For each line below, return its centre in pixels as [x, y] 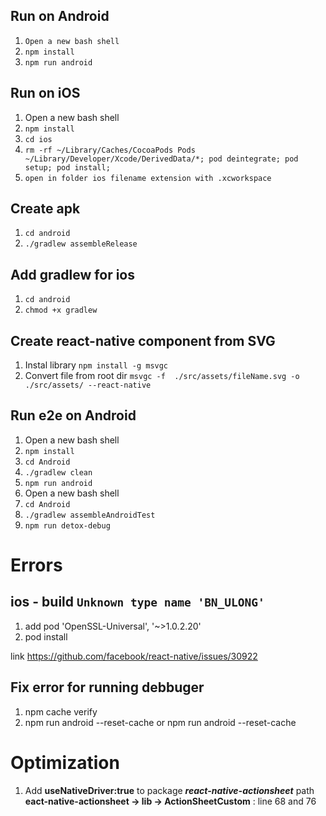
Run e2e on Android [73, 415]
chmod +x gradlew [61, 310]
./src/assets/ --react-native [88, 385]
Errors [36, 565]
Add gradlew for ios [72, 274]
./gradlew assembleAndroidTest [90, 515]
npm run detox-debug [67, 525]
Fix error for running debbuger [107, 687]
